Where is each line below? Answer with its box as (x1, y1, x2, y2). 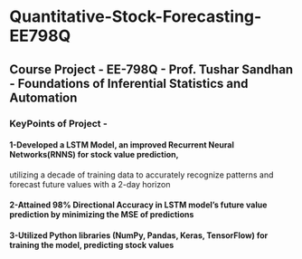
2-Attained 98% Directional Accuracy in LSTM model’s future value (9, 199, 268, 210)
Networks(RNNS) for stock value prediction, (9, 149, 179, 160)
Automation (9, 90, 78, 105)
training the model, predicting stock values (9, 239, 175, 250)
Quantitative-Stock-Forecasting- (9, 6, 262, 27)
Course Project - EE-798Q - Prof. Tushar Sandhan (9, 62, 294, 77)
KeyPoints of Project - (9, 117, 109, 129)
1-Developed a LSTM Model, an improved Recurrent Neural (9, 139, 235, 150)
